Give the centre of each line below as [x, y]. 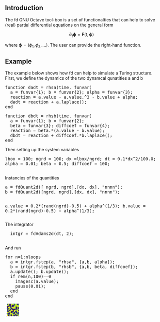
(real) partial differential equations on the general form [59, 25]
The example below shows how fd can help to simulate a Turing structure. [79, 73]
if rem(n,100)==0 [31, 277]
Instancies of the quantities [32, 178]
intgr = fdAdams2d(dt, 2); [42, 234]
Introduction [24, 8]
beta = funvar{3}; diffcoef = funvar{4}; [60, 126]
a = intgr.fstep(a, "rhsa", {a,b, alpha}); [63, 262]
